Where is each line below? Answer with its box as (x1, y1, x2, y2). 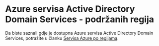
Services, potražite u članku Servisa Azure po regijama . (5, 35, 119, 41)
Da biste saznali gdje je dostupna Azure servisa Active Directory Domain (5, 30, 154, 36)
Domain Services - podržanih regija (5, 14, 155, 25)
